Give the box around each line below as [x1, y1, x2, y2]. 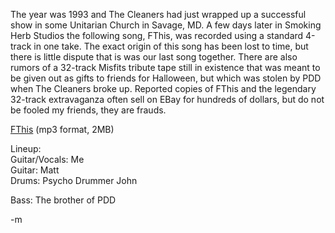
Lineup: [10, 143, 42, 154]
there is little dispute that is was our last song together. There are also [10, 51, 298, 63]
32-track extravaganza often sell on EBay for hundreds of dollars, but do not [10, 94, 325, 105]
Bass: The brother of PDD [10, 194, 117, 206]
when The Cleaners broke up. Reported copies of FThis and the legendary [10, 83, 317, 94]
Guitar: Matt [10, 164, 60, 176]
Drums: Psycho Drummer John [10, 175, 138, 186]
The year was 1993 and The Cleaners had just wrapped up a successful [10, 9, 307, 20]
